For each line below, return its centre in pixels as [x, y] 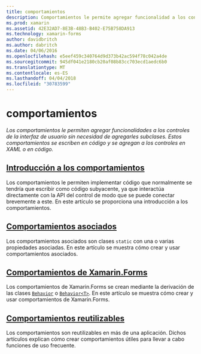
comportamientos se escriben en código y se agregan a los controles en [96, 143]
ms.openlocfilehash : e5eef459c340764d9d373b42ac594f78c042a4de [87, 56]
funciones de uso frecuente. [41, 346]
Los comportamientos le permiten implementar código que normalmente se [99, 182]
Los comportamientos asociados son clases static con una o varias [90, 241]
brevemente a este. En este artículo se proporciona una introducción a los [97, 202]
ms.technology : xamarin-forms [44, 34]
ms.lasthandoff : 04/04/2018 [41, 78]
